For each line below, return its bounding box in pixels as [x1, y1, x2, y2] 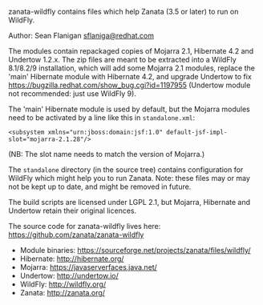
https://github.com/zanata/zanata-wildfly [8, 230, 144, 239]
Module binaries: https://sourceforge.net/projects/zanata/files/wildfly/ [19, 246, 251, 255]
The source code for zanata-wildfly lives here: [8, 222, 161, 231]
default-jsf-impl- [165, 128, 228, 136]
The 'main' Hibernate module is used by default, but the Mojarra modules [8, 104, 251, 114]
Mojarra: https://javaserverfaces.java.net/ [19, 263, 158, 271]
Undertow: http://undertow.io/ [19, 271, 119, 280]
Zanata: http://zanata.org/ [19, 288, 106, 297]
